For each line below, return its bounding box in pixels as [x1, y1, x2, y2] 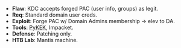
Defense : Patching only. [11, 30, 72, 37]
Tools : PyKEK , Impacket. [11, 24, 74, 31]
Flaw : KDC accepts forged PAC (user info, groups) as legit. [11, 5, 159, 12]
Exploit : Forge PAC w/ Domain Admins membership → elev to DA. [11, 18, 175, 24]
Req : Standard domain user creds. [11, 11, 98, 18]
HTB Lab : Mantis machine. [11, 37, 78, 43]
